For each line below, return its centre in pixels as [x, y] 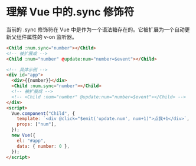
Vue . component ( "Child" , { [43, 113]
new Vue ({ [23, 135]
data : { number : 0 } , [43, 146]
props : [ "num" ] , [37, 124]
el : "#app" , [31, 141]
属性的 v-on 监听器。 [52, 36]
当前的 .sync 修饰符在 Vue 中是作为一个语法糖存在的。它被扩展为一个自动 [95, 29]
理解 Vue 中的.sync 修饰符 [70, 12]
